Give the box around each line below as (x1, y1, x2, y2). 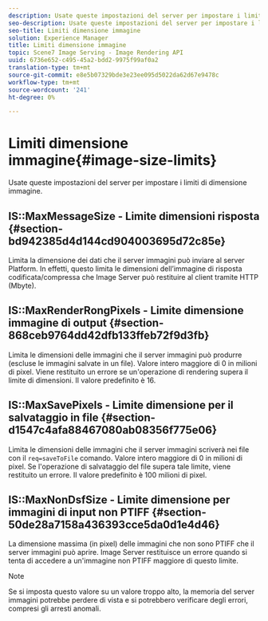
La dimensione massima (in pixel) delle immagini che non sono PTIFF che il (8, 539, 254, 548)
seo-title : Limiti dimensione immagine (8, 26, 141, 34)
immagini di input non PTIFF (8, 505, 150, 519)
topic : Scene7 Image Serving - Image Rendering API (8, 49, 183, 57)
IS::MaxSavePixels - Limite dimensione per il (8, 399, 234, 412)
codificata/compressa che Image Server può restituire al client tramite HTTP (8, 273, 259, 281)
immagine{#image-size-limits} (8, 151, 218, 170)
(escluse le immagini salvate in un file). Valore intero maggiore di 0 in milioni (8, 358, 258, 367)
